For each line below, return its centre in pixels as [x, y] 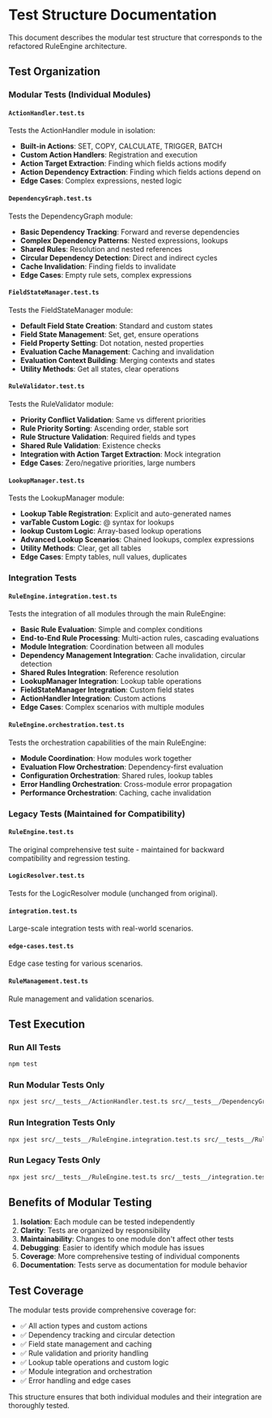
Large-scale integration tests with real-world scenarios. [101, 928]
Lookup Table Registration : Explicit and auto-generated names [126, 514]
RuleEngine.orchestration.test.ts [67, 724]
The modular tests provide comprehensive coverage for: [102, 1310]
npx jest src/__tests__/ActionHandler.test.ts [88, 1102]
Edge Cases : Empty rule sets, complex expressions [106, 275]
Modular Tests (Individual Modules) [80, 95]
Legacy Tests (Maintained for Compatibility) [97, 814]
